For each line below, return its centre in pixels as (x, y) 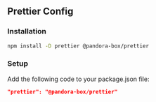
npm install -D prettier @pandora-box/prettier (78, 46)
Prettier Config (40, 12)
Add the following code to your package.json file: (78, 79)
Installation (27, 31)
